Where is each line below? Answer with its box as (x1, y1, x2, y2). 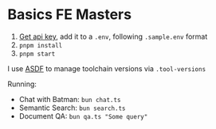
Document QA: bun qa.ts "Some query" (18, 111, 148, 120)
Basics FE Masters (7, 6, 132, 24)
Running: (7, 79, 37, 89)
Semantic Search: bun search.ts (18, 103, 126, 112)
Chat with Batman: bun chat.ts (18, 94, 121, 104)
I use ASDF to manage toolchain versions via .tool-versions (7, 63, 206, 73)
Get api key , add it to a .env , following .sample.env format (18, 32, 208, 41)
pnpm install (18, 41, 63, 49)
